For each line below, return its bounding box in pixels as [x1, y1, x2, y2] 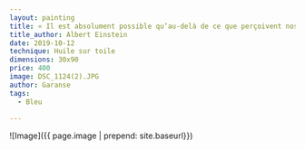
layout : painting [9, 13, 75, 23]
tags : [9, 89, 30, 98]
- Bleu [17, 97, 43, 107]
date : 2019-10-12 [9, 38, 75, 48]
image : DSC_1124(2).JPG [9, 72, 100, 81]
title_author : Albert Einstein [9, 30, 128, 39]
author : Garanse [9, 80, 71, 89]
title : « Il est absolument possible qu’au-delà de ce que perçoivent [9, 22, 282, 31]
